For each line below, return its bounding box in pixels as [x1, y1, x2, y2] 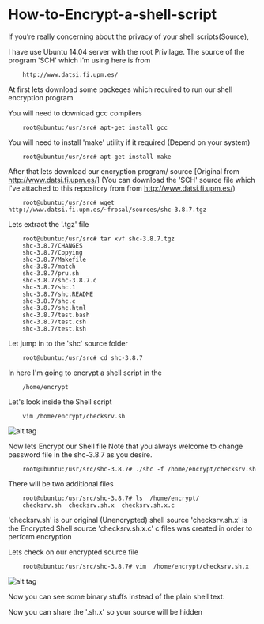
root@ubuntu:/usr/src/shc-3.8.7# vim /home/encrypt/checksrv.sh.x [22, 562, 249, 570]
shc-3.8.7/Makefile [22, 255, 87, 263]
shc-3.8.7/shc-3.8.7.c [22, 276, 97, 284]
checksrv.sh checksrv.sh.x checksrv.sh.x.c [22, 501, 175, 509]
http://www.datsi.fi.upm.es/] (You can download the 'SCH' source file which [8, 175, 255, 184]
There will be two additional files [8, 478, 114, 488]
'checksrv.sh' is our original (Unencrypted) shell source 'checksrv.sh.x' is [8, 515, 247, 524]
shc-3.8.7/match [22, 263, 77, 270]
